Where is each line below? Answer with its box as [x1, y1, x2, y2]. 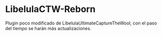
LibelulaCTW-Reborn [5, 3, 96, 15]
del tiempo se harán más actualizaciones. [5, 25, 92, 31]
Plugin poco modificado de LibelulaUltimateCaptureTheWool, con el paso [5, 20, 157, 26]
